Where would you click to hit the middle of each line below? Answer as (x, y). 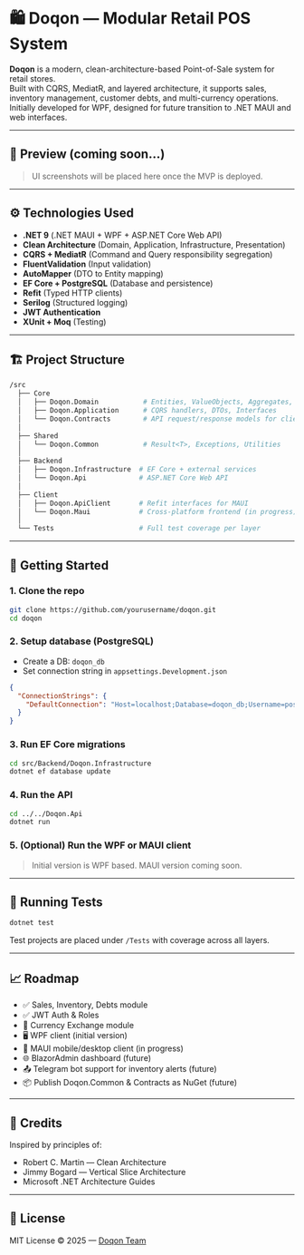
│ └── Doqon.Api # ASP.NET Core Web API (123, 478)
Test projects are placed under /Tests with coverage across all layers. (139, 940)
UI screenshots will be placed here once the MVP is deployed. (147, 176)
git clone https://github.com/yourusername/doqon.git (113, 609)
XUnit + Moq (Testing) (64, 321)
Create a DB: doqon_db (64, 661)
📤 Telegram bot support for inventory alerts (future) (119, 1069)
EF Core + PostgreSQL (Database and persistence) (118, 283)
